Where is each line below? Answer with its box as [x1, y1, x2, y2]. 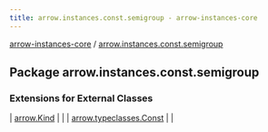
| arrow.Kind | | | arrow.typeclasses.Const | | [9, 113, 174, 124]
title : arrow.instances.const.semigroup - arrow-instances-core [9, 13, 258, 23]
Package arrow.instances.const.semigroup [9, 65, 260, 80]
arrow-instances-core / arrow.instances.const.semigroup [9, 38, 223, 49]
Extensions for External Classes [9, 92, 154, 105]
